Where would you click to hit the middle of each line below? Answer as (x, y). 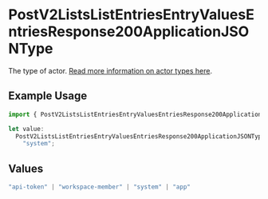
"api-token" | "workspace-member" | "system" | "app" (100, 187)
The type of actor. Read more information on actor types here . (110, 70)
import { (23, 114)
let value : (26, 129)
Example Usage (48, 96)
